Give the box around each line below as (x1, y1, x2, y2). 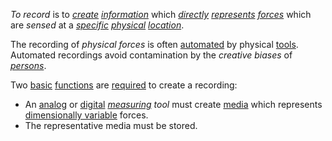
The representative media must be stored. (24, 120, 198, 131)
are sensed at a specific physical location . (10, 19, 185, 31)
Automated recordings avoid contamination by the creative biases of (10, 49, 293, 61)
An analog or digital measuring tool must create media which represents (24, 99, 323, 110)
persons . (10, 60, 47, 71)
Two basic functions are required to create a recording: (10, 79, 238, 91)
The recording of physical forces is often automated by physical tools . (10, 39, 299, 50)
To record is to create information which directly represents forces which (10, 9, 312, 20)
